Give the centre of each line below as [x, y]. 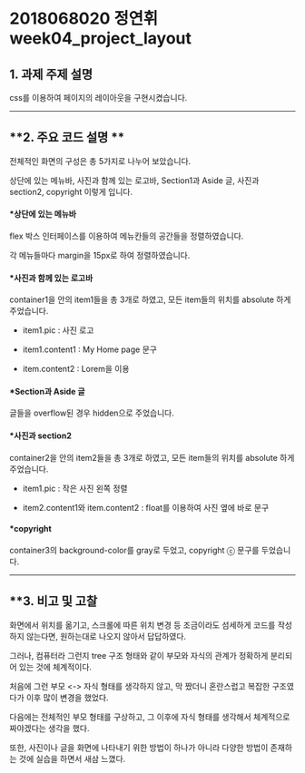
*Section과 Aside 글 [47, 391]
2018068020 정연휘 [84, 19]
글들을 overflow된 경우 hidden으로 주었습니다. [92, 413]
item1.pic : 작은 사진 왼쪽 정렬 [75, 488]
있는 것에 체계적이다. [55, 667]
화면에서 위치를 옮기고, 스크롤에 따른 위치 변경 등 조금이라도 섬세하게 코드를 [143, 625]
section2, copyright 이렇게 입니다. [71, 191]
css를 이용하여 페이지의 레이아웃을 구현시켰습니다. [98, 98]
